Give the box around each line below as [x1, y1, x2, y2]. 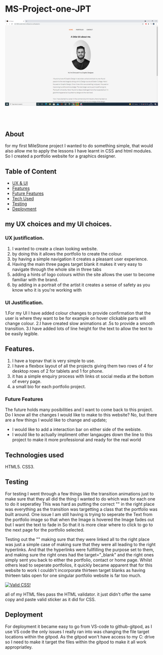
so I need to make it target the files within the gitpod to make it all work [5, 639, 147, 645]
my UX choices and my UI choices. [5, 220, 112, 228]
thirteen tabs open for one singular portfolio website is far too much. [5, 572, 142, 578]
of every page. [12, 378, 42, 384]
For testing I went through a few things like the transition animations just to [5, 491, 154, 497]
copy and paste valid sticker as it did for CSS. [5, 596, 96, 602]
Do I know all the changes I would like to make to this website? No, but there [5, 412, 158, 418]
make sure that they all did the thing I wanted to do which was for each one [5, 496, 155, 501]
